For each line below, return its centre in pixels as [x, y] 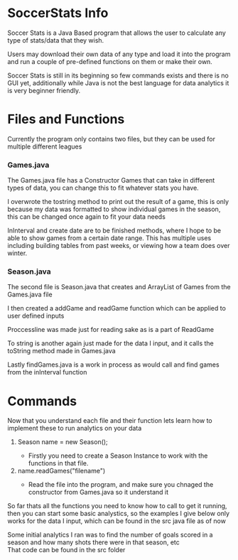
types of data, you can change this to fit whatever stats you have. [103, 188]
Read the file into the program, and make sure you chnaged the [121, 485]
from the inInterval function [47, 372]
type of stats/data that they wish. [56, 40]
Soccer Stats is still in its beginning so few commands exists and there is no [118, 75]
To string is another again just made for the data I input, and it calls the [111, 343]
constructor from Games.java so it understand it [98, 492]
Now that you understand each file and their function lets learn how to [110, 421]
